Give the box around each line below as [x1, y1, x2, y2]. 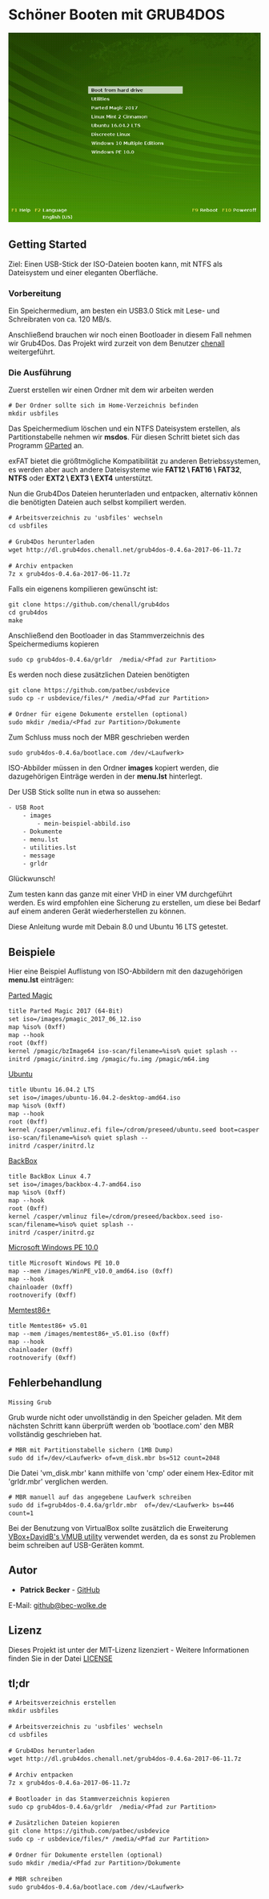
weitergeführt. [8, 347, 55, 357]
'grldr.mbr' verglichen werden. [8, 1476, 108, 1486]
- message [22, 852, 56, 860]
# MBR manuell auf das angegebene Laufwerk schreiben [8, 1493, 192, 1501]
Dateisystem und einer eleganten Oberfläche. [8, 267, 159, 277]
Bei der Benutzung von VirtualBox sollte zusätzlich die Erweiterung [8, 1523, 229, 1533]
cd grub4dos [8, 609, 48, 617]
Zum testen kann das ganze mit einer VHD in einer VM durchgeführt [8, 889, 233, 899]
